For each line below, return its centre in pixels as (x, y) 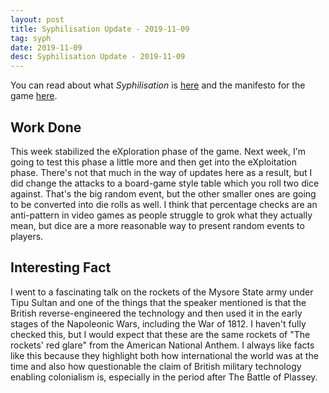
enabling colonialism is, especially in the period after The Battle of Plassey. (164, 377)
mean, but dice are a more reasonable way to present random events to (157, 225)
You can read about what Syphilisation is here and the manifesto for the (158, 85)
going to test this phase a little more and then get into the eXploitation (154, 162)
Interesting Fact (61, 267)
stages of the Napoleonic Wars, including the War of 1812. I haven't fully (158, 323)
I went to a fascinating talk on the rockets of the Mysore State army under (162, 292)
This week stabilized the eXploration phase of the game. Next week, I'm (158, 151)
